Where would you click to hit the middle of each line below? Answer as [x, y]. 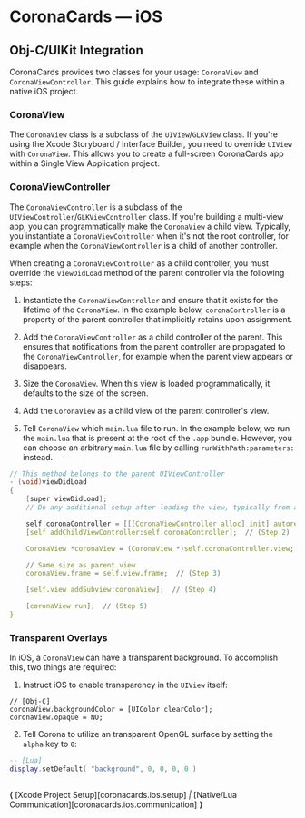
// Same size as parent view [81, 565]
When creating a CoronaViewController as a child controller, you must [139, 263]
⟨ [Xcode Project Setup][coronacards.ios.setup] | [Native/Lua [123, 795]
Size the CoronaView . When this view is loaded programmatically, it [146, 383]
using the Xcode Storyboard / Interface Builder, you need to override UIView [151, 144]
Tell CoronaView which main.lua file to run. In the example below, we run [156, 428]
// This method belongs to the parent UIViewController [117, 474]
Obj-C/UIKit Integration [76, 50]
